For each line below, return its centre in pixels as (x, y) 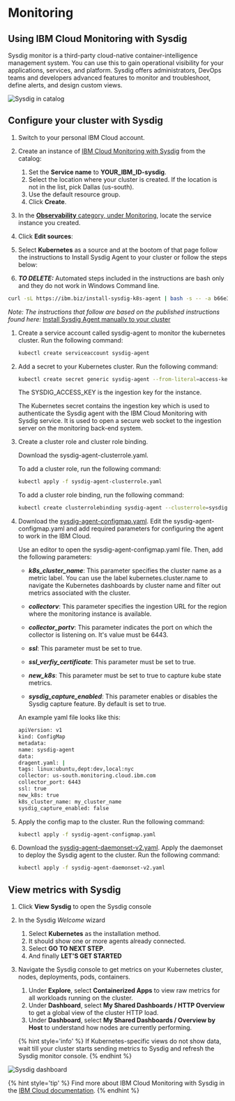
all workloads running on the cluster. (81, 998)
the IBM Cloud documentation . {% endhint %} (74, 1091)
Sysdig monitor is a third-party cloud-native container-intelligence (103, 55)
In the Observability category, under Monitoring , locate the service (115, 215)
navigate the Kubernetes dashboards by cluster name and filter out (124, 586)
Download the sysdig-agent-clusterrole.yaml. (83, 455)
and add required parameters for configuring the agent (145, 528)
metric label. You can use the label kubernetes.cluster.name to (118, 578)
